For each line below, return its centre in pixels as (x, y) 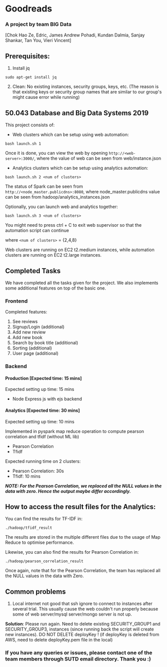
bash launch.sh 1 (23, 144)
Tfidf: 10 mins (26, 476)
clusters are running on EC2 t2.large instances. (53, 255)
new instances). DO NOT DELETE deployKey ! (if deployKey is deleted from (82, 635)
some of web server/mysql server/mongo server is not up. (72, 614)
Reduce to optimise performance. (40, 543)
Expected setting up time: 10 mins (40, 421)
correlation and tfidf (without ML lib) (42, 436)
